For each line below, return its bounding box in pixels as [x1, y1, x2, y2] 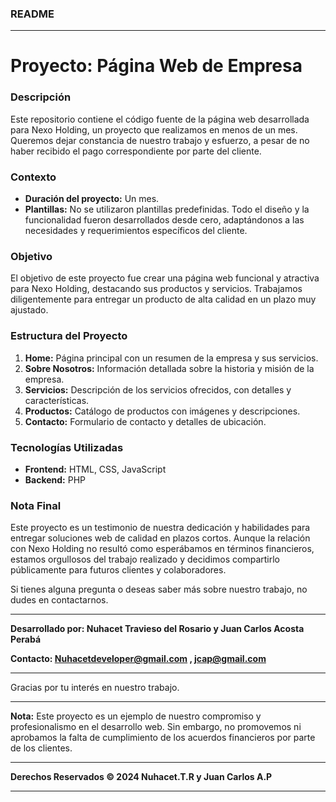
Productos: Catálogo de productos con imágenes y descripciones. [24, 405, 301, 417]
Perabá [10, 633, 42, 646]
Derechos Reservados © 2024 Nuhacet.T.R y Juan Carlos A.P [10, 771, 273, 783]
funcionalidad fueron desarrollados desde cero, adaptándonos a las [24, 214, 305, 226]
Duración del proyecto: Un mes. [24, 193, 160, 205]
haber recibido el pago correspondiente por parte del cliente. [10, 145, 262, 157]
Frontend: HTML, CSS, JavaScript [24, 463, 167, 475]
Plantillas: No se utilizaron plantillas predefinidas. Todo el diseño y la [24, 203, 310, 216]
